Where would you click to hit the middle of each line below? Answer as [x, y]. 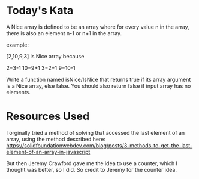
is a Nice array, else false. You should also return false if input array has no [99, 86]
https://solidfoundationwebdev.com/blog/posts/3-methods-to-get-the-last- [99, 145]
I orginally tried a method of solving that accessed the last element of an [96, 132]
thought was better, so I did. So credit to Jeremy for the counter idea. [91, 169]
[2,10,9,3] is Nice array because [45, 56]
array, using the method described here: [56, 139]
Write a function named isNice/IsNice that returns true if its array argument [99, 79]
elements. [19, 92]
